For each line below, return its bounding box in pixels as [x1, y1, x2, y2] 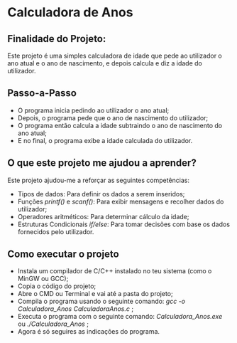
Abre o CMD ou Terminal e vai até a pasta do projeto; [17, 290, 173, 298]
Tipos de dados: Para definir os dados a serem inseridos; [17, 189, 185, 198]
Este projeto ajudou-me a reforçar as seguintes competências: [7, 176, 190, 184]
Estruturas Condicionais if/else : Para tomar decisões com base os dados [17, 220, 231, 228]
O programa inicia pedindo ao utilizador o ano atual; [17, 106, 170, 115]
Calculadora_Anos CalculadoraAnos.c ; [17, 305, 133, 313]
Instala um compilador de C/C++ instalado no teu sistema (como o [17, 267, 212, 275]
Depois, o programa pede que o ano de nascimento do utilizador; [17, 113, 209, 122]
